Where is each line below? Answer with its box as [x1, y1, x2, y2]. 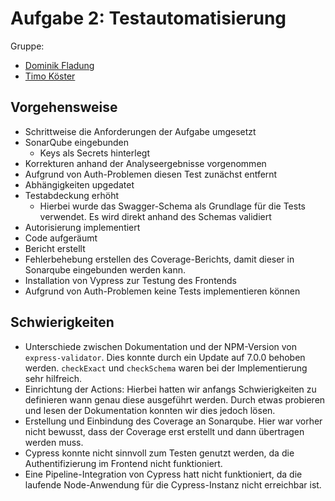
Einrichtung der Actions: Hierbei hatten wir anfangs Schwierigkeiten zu [24, 383, 317, 395]
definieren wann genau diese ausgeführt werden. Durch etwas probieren [24, 393, 326, 406]
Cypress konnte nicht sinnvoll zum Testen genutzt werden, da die [24, 447, 295, 459]
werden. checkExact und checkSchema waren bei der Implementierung [24, 362, 308, 374]
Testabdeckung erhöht [24, 189, 120, 201]
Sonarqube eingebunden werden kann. [24, 263, 186, 276]
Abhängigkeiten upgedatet [24, 178, 135, 191]
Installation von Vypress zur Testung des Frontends [24, 274, 237, 286]
